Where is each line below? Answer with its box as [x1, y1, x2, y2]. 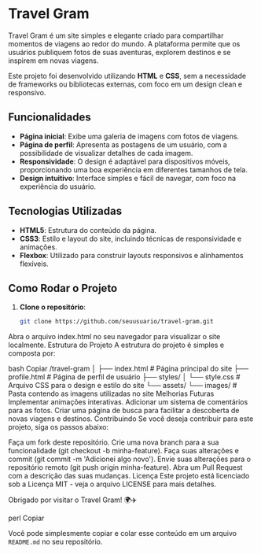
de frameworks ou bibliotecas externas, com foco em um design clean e [8, 79, 243, 89]
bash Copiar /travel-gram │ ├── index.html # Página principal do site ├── [8, 364, 249, 374]
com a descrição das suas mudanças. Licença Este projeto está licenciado [8, 471, 250, 481]
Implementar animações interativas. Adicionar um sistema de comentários [8, 397, 248, 407]
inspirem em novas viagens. [8, 56, 99, 65]
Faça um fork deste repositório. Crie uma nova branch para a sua [8, 438, 219, 447]
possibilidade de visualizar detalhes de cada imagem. [19, 148, 193, 157]
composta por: [8, 349, 56, 358]
